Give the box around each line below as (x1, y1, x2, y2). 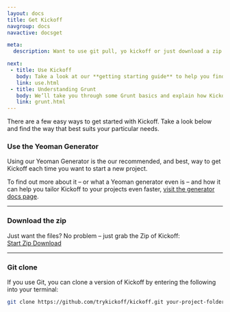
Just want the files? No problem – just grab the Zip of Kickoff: (7, 231, 180, 240)
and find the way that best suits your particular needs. (7, 125, 159, 133)
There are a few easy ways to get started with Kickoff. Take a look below (7, 117, 212, 125)
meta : (7, 42, 23, 49)
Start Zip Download (7, 239, 62, 247)
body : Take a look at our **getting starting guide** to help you (16, 73, 210, 80)
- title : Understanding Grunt (10, 86, 97, 93)
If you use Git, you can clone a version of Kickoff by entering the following (7, 278, 216, 287)
